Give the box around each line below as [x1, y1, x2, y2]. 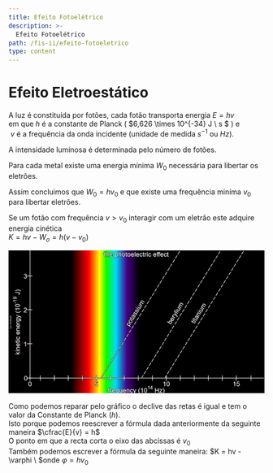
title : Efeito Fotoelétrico [8, 13, 104, 21]
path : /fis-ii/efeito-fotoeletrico [8, 39, 129, 47]
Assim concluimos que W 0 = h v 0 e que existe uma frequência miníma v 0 [8, 187, 252, 198]
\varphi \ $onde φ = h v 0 [8, 455, 89, 466]
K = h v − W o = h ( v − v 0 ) [8, 232, 89, 244]
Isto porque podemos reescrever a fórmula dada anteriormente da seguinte [8, 419, 261, 428]
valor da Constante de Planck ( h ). [8, 410, 120, 419]
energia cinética [8, 223, 63, 233]
